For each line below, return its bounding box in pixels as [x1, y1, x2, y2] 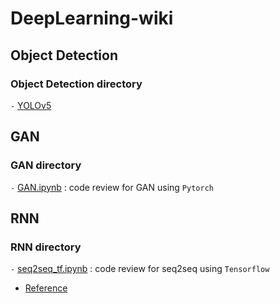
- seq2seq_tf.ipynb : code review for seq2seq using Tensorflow [10, 263, 270, 275]
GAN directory [10, 158, 82, 172]
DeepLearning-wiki [10, 7, 174, 30]
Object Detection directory [10, 77, 143, 91]
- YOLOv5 [10, 99, 52, 111]
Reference [24, 282, 68, 294]
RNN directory [10, 240, 82, 254]
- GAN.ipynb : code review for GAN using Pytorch [10, 181, 214, 193]
